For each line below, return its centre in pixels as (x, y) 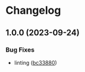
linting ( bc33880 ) (35, 62)
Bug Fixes (20, 50)
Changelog (33, 10)
